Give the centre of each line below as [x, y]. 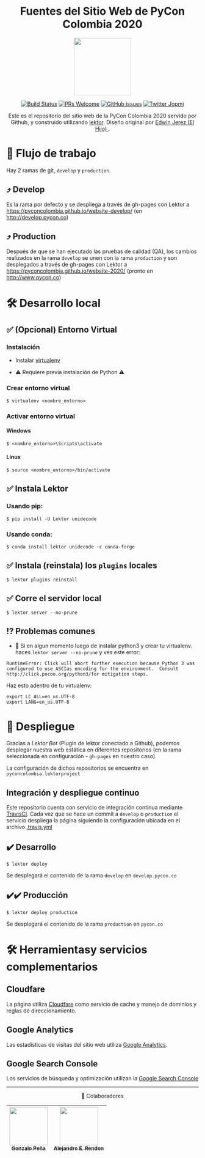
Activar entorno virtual [41, 416]
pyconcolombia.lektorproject [43, 774]
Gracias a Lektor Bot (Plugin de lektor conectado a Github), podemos [93, 743]
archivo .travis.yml [30, 827]
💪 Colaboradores [103, 1096]
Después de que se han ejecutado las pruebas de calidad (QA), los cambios [102, 251]
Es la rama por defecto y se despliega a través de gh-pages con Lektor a [98, 204]
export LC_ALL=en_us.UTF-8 [41, 697]
